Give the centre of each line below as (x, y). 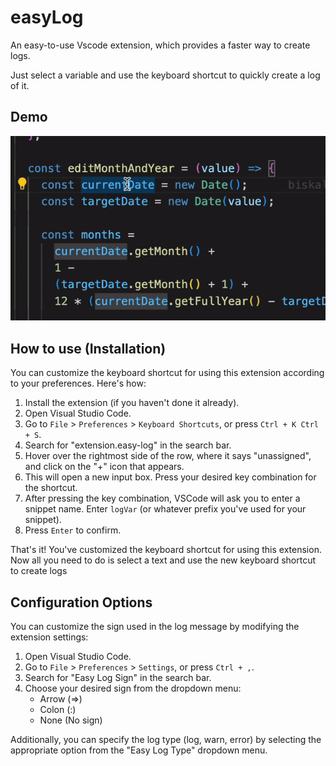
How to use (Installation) (88, 348)
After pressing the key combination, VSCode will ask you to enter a (162, 498)
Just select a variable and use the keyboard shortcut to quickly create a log (165, 75)
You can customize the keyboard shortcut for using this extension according (167, 373)
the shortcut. (51, 488)
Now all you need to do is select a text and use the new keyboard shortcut (163, 560)
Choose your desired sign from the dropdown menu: (133, 688)
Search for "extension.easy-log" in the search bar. (128, 445)
